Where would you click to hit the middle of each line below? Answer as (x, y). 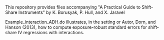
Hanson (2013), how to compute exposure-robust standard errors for (76, 27)
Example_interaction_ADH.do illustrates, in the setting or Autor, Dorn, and (80, 22)
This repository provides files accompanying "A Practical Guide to (73, 7)
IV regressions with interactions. (51, 32)
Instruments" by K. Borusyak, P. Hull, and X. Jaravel (71, 12)
